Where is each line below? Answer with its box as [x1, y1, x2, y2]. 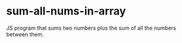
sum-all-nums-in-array [6, 4, 126, 18]
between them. [6, 30, 44, 38]
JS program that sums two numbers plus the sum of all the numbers [6, 24, 177, 31]
